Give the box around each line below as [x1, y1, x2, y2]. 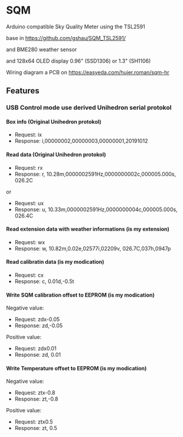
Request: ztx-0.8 [14, 389, 55, 396]
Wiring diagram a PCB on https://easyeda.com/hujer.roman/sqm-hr [6, 68, 169, 75]
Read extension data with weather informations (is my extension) [6, 225, 170, 233]
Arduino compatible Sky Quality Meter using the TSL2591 [6, 23, 146, 30]
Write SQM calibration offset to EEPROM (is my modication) [6, 291, 155, 298]
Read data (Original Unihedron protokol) [6, 151, 106, 158]
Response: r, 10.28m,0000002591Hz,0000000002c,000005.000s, [14, 170, 177, 178]
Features [6, 86, 40, 96]
